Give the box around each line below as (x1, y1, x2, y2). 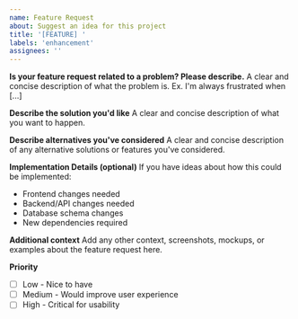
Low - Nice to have (22, 279, 93, 290)
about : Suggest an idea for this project (9, 22, 167, 31)
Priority (9, 261, 39, 272)
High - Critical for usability (22, 299, 120, 310)
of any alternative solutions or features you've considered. (9, 145, 226, 155)
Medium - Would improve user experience (22, 289, 179, 300)
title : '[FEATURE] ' (9, 30, 87, 39)
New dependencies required (22, 217, 128, 228)
